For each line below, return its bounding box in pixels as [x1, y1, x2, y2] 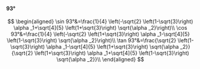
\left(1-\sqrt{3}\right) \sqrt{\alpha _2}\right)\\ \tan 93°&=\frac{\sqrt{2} [7, 37, 177, 44]
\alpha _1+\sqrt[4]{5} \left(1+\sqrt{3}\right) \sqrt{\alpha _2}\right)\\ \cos [13, 24, 187, 32]
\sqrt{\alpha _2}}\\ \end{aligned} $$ [56, 56, 144, 63]
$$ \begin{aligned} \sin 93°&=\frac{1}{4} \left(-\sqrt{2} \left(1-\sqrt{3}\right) [7, 18, 193, 25]
